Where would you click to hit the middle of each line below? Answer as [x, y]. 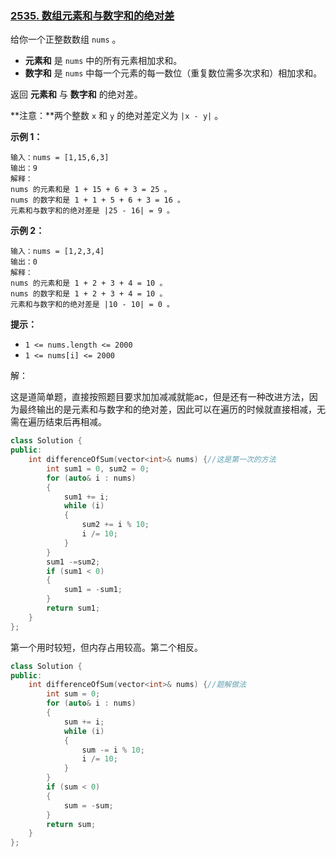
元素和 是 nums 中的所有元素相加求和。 [103, 61]
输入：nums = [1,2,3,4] [57, 252]
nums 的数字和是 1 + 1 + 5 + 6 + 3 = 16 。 [97, 200]
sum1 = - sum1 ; [93, 590]
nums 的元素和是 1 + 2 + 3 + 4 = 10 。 [89, 283]
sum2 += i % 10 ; [115, 525]
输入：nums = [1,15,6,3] [60, 158]
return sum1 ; [73, 608]
